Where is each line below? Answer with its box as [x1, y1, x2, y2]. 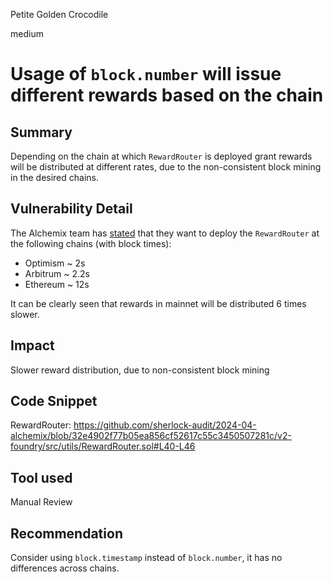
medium [10, 28, 44, 39]
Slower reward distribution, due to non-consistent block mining [10, 364, 270, 376]
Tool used [10, 469, 73, 486]
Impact [10, 337, 55, 354]
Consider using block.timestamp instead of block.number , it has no [10, 552, 283, 564]
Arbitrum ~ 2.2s [24, 267, 90, 279]
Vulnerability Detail [10, 200, 133, 218]
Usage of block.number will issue [10, 63, 282, 86]
